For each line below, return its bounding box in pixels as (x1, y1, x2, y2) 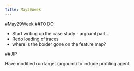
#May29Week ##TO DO (5, 21, 54, 27)
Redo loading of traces (12, 36, 59, 42)
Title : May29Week (5, 7, 41, 12)
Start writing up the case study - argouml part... (12, 30, 110, 36)
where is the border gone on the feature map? (12, 41, 106, 47)
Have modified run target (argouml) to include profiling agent (5, 60, 130, 66)
